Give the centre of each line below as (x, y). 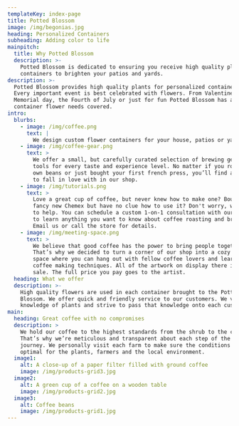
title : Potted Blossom (41, 21)
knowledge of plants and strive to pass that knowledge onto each (121, 306)
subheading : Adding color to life (59, 41)
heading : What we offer (49, 279)
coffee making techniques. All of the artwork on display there (130, 266)
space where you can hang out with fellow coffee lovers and (126, 259)
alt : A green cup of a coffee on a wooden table (94, 385)
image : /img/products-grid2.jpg (68, 391)
